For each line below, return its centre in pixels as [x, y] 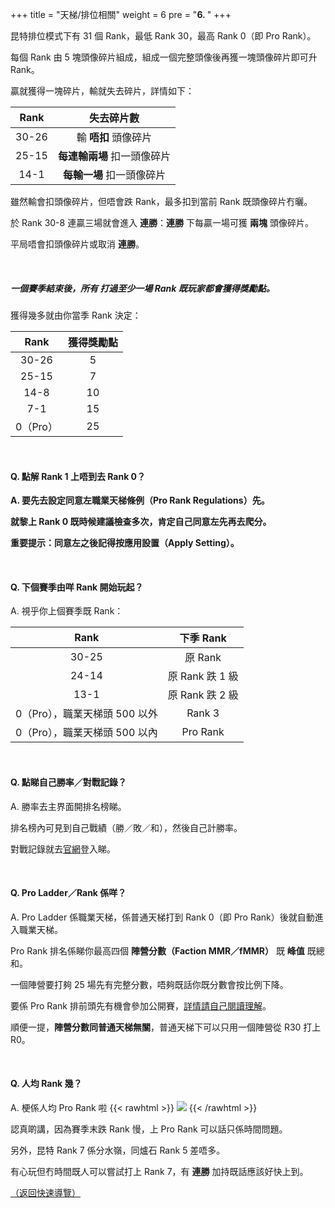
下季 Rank [203, 638]
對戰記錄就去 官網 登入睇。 [63, 849]
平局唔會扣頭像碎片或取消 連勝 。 [77, 244]
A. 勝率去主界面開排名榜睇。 [68, 806]
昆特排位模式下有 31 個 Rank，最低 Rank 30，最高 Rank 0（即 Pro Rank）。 [163, 36]
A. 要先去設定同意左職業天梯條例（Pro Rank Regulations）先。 [140, 500]
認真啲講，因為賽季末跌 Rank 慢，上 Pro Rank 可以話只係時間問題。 [149, 1129]
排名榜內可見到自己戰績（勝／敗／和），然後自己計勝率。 [126, 827]
